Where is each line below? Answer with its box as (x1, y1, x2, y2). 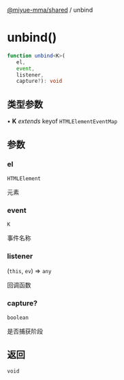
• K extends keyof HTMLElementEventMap (7, 117, 118, 125)
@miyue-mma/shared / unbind (7, 6, 93, 14)
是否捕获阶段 (7, 327, 43, 335)
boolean (7, 314, 29, 321)
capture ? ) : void (16, 78, 63, 85)
